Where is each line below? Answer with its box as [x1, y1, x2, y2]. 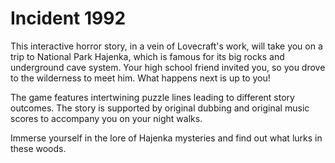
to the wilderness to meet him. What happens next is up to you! [10, 72, 271, 84]
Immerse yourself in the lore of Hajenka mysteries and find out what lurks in [10, 132, 323, 144]
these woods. [10, 142, 67, 154]
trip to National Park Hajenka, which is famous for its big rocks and [10, 50, 285, 62]
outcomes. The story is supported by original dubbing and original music [10, 102, 310, 114]
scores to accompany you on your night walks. [10, 112, 203, 124]
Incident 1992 [10, 7, 127, 30]
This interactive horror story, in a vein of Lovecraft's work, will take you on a [10, 40, 323, 52]
